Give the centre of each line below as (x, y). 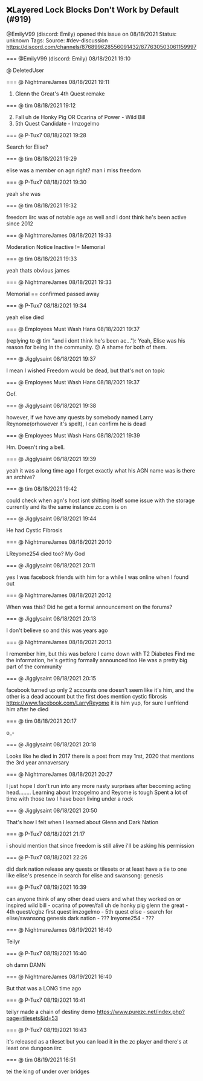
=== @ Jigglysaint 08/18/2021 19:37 (51, 358)
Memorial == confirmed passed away (53, 294)
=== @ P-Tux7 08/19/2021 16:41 (46, 1000)
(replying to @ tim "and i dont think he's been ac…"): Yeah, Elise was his (96, 340)
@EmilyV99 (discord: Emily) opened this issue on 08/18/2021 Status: (92, 34)
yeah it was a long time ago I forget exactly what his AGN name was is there (101, 470)
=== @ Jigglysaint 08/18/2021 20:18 (51, 744)
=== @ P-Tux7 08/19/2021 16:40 (47, 953)
